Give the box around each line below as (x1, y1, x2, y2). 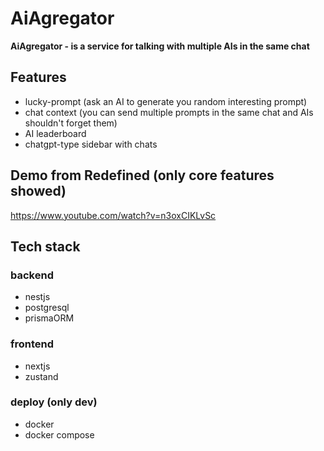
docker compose (24, 428, 95, 441)
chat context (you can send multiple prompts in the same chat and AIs (24, 106, 314, 118)
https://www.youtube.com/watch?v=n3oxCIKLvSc (10, 209, 217, 221)
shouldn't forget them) (24, 117, 118, 129)
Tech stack (10, 238, 81, 255)
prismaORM (24, 312, 75, 324)
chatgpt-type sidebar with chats (24, 138, 158, 150)
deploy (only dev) (10, 395, 98, 409)
